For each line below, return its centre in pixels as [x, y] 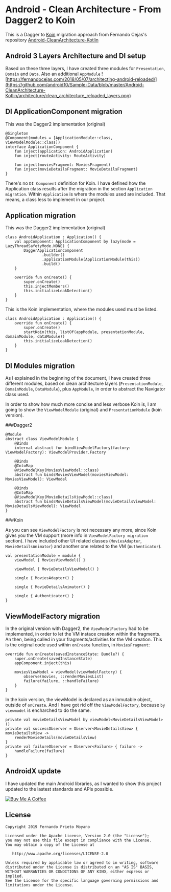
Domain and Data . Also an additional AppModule [53, 74]
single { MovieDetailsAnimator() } [52, 587]
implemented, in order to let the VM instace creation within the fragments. [83, 634]
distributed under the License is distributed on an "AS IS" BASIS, [80, 867]
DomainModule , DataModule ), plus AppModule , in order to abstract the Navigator [86, 389]
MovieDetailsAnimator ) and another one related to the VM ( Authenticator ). [83, 547]
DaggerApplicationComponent [53, 251]
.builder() [53, 255]
